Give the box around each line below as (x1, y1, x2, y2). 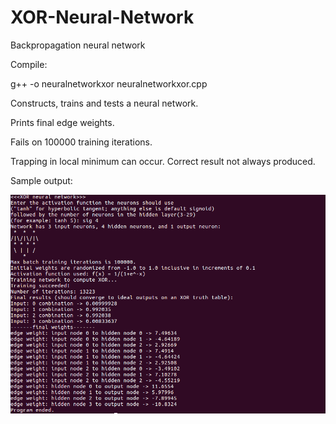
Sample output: (10, 174, 73, 186)
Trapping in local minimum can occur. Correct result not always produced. (10, 155, 316, 167)
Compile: (10, 58, 48, 70)
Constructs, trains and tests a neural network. (10, 97, 199, 109)
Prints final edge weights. (10, 116, 115, 128)
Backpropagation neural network (10, 39, 146, 51)
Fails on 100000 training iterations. (10, 136, 153, 148)
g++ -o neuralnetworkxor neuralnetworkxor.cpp (10, 77, 208, 90)
